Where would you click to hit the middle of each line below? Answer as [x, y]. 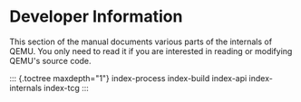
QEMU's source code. [51, 60]
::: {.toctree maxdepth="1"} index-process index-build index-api [128, 78]
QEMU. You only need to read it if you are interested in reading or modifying [151, 51]
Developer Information [96, 17]
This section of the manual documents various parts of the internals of [141, 42]
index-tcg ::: [66, 88]
